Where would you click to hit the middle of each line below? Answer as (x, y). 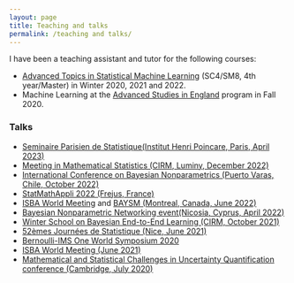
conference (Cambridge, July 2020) (87, 268)
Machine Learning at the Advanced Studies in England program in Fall (149, 95)
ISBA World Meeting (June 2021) (81, 249)
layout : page (33, 17)
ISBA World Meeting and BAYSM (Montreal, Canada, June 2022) (139, 203)
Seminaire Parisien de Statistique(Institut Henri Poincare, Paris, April (146, 146)
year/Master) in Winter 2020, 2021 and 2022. (104, 86)
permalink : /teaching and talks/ (71, 34)
